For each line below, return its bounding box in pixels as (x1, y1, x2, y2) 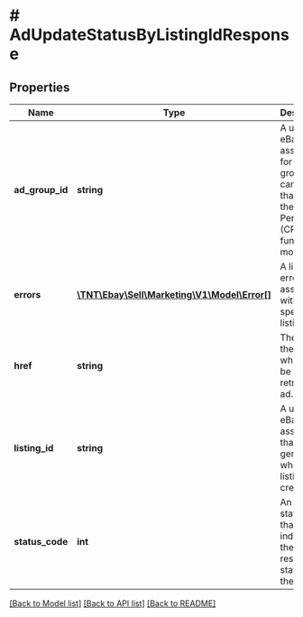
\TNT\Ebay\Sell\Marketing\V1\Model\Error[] (76, 289, 272, 300)
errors (14, 289, 41, 300)
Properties (9, 79, 70, 95)
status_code (14, 536, 69, 548)
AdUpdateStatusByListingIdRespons (9, 24, 290, 45)
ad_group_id (14, 184, 69, 196)
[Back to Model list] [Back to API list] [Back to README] (9, 598, 216, 609)
